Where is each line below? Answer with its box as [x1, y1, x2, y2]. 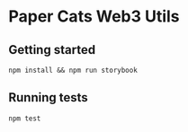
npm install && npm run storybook [8, 66, 139, 75]
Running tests [8, 90, 89, 105]
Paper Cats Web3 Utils [8, 6, 181, 27]
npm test [8, 114, 41, 123]
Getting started [8, 42, 96, 57]
